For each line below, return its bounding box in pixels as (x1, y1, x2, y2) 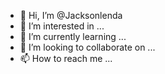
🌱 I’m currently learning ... (19, 31, 127, 42)
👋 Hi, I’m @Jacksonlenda (19, 10, 123, 21)
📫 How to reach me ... (19, 53, 113, 64)
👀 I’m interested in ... (19, 20, 105, 32)
